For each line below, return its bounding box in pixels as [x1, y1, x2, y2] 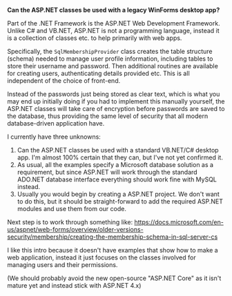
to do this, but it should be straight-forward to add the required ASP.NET [17, 197, 223, 206]
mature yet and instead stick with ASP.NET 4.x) [7, 282, 142, 289]
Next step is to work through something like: [7, 218, 133, 226]
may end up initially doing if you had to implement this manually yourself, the [7, 97, 225, 106]
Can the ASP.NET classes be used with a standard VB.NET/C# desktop [17, 146, 219, 154]
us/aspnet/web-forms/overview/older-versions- [7, 226, 144, 233]
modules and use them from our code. [17, 205, 126, 213]
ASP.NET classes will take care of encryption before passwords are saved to [7, 105, 225, 112]
